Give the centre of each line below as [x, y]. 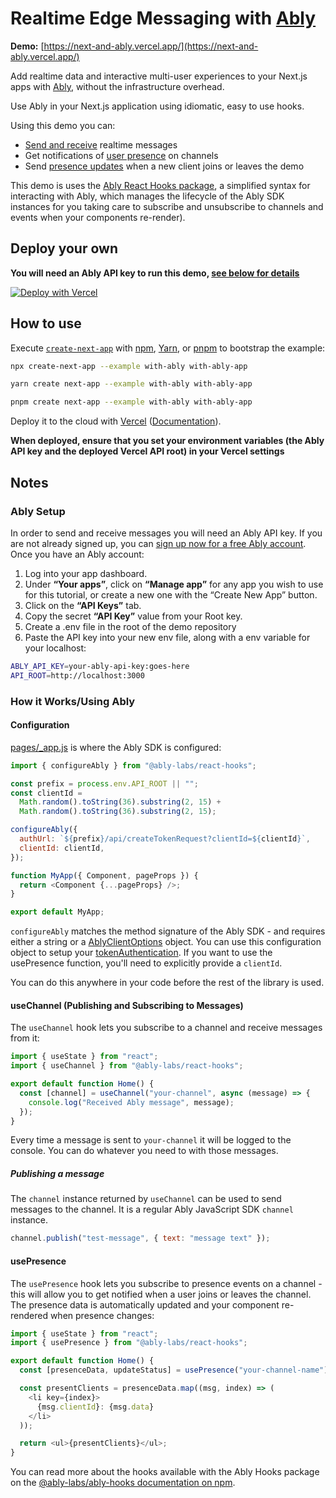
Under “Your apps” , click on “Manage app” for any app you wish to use [174, 584]
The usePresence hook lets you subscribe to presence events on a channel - [166, 1283]
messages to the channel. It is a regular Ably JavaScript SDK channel [152, 1209]
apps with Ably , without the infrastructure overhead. [117, 86]
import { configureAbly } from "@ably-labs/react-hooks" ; [133, 765]
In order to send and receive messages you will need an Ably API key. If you [166, 533]
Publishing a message [57, 1174]
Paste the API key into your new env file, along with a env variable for [167, 637]
